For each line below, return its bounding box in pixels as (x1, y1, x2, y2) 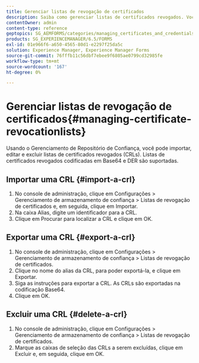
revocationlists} (6, 125, 86, 139)
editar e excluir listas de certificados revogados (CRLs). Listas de (6, 151, 165, 158)
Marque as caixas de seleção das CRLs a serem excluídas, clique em (14, 344, 183, 351)
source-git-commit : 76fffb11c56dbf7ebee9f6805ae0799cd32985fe (6, 53, 163, 59)
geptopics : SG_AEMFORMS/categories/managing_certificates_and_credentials (6, 31, 195, 37)
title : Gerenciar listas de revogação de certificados (6, 8, 145, 15)
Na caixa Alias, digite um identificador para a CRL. (14, 209, 137, 216)
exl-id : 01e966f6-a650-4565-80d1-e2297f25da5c (6, 42, 123, 48)
